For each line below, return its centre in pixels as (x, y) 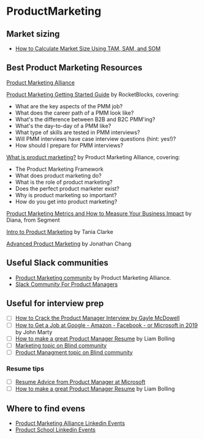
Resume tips (25, 369)
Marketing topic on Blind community (61, 345)
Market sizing (33, 34)
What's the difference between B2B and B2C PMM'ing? (85, 119)
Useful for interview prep (55, 303)
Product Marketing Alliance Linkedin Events (70, 423)
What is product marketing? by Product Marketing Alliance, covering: (93, 157)
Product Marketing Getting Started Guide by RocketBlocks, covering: (93, 94)
